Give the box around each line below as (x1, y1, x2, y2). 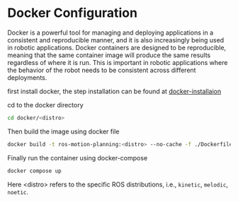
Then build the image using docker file (7, 127, 120, 136)
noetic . (7, 187, 28, 196)
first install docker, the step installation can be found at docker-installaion (7, 87, 222, 95)
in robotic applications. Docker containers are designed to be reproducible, (7, 43, 227, 52)
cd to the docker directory (7, 100, 84, 109)
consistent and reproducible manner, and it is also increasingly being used (7, 35, 225, 44)
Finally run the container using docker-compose (7, 153, 148, 162)
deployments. (7, 73, 47, 82)
